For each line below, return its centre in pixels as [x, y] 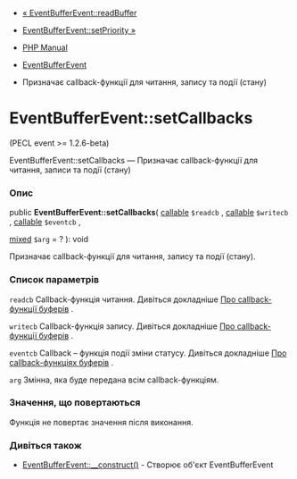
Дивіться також [45, 445]
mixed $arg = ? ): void [49, 239]
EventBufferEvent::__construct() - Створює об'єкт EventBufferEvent [148, 465]
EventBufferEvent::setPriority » [79, 30]
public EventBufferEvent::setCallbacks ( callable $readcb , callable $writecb [149, 213]
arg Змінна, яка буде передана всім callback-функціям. [114, 380]
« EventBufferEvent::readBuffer [79, 13]
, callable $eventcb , [45, 222]
